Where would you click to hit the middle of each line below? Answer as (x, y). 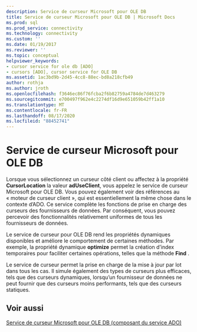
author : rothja (25, 83)
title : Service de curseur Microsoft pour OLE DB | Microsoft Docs (91, 17)
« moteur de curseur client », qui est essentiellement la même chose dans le (99, 198)
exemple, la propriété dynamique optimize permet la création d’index (90, 247)
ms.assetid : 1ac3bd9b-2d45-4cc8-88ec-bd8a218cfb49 (70, 77)
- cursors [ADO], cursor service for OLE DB (62, 72)
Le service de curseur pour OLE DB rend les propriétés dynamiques (88, 235)
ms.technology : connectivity (42, 34)
